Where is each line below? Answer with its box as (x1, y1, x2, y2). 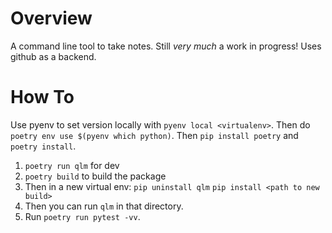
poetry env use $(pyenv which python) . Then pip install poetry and (10, 129, 299, 141)
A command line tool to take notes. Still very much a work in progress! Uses (10, 40, 322, 52)
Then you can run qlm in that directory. (24, 200, 184, 212)
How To (10, 86, 75, 109)
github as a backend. (10, 50, 97, 62)
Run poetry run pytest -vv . (24, 210, 141, 222)
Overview (10, 7, 93, 30)
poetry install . (10, 140, 77, 152)
